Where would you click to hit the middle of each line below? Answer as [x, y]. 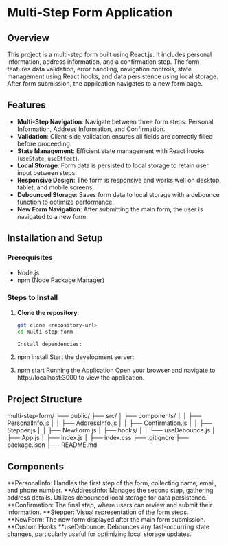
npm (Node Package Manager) [61, 280]
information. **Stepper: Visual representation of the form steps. [98, 512]
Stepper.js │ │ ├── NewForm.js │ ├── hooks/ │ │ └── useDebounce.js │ [112, 430]
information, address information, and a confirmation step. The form [103, 62]
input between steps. [47, 172]
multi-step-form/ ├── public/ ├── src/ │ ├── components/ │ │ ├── [104, 416]
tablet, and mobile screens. [56, 187]
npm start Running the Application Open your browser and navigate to [116, 370]
